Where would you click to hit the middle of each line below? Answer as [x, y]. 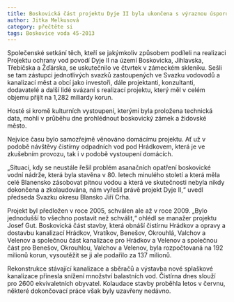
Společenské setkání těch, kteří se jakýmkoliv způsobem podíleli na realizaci [117, 53]
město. [17, 126]
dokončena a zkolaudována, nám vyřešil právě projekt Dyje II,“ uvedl [105, 190]
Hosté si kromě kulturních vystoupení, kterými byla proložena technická [110, 111]
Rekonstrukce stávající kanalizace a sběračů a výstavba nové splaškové [110, 269]
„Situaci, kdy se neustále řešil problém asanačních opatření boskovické [109, 167]
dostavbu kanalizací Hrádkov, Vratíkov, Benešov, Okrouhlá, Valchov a [107, 233]
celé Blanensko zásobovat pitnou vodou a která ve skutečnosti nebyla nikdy [116, 183]
